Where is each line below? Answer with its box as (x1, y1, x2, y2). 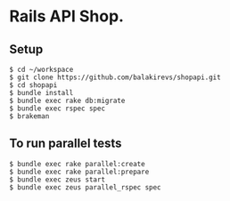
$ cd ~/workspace (9, 65, 74, 74)
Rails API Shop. (9, 6, 125, 27)
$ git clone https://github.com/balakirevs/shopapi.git (9, 73, 221, 82)
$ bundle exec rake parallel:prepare (9, 167, 150, 176)
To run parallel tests (9, 136, 122, 151)
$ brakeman (9, 112, 50, 121)
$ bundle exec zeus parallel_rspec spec (9, 182, 162, 192)
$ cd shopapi (9, 81, 58, 90)
